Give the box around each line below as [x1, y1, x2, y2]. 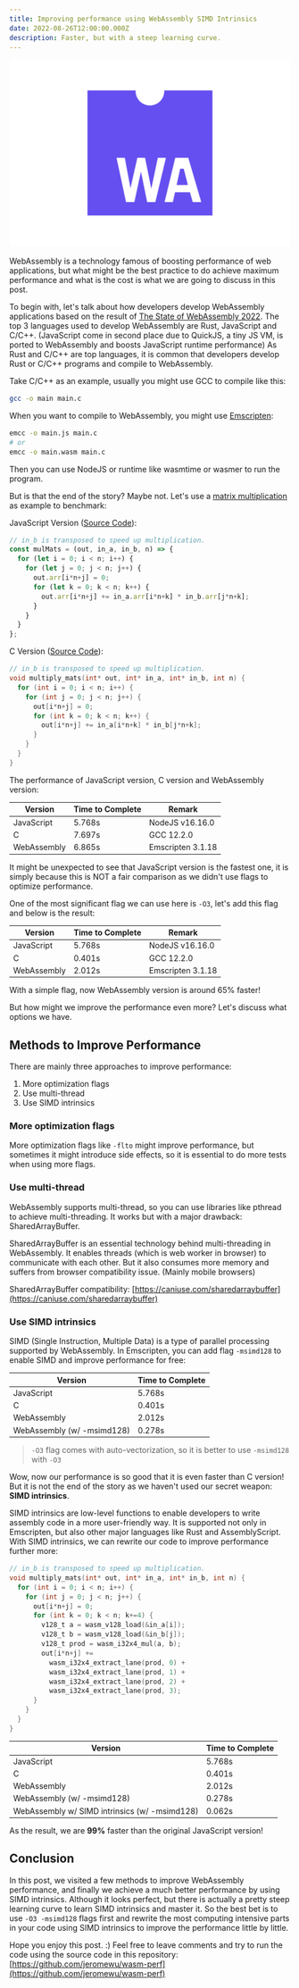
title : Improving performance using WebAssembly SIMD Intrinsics [9, 14, 257, 23]
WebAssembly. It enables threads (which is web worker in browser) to [9, 1247, 267, 1258]
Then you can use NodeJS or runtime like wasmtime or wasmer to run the [9, 464, 281, 474]
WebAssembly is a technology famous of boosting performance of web [9, 255, 272, 267]
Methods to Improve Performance [9, 1037, 202, 1053]
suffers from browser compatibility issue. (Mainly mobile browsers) [9, 1266, 256, 1277]
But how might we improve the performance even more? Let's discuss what [9, 1002, 287, 1013]
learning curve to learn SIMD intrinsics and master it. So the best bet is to [9, 1903, 278, 1914]
